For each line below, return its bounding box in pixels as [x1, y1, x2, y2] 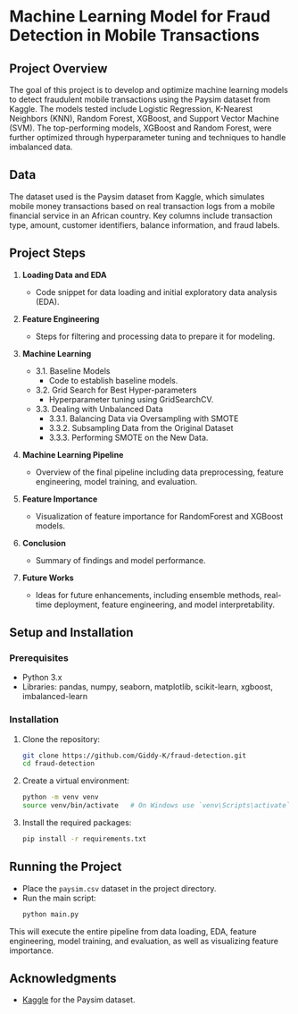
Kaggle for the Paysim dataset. [21, 994, 136, 1005]
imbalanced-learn [21, 691, 88, 702]
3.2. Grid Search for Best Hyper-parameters [35, 384, 197, 395]
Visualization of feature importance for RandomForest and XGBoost [35, 511, 284, 521]
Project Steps [9, 246, 87, 261]
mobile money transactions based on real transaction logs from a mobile [9, 200, 275, 211]
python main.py [21, 909, 79, 918]
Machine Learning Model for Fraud [9, 6, 270, 27]
